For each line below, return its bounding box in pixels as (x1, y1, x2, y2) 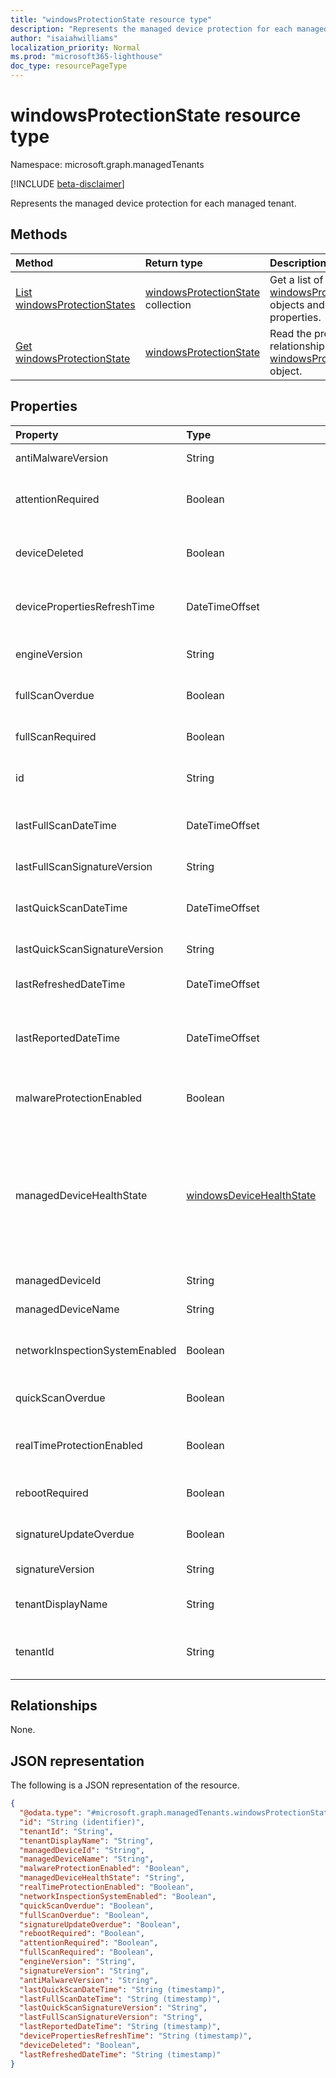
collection (144, 297, 192, 311)
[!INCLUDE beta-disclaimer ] (10, 177, 125, 190)
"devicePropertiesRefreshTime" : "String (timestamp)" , (19, 2031, 253, 2041)
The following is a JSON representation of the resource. (10, 1779, 240, 1791)
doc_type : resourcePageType (10, 61, 128, 71)
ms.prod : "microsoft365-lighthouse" (10, 52, 163, 62)
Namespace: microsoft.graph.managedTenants (10, 158, 205, 170)
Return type (144, 256, 203, 270)
